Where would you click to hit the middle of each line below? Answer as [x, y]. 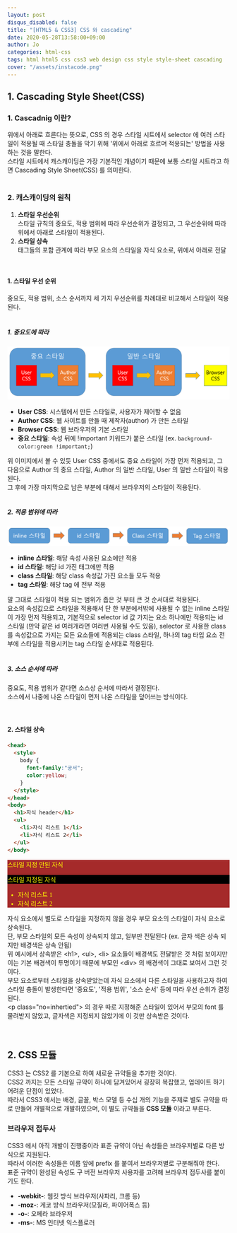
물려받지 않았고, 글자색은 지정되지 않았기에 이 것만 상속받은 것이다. [99, 1015]
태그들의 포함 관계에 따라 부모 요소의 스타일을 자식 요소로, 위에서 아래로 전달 [122, 250]
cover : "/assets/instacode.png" [55, 67]
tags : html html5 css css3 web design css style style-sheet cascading [115, 60]
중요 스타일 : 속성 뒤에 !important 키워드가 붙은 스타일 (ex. [97, 438]
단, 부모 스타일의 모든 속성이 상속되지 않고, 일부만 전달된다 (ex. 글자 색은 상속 [113, 936]
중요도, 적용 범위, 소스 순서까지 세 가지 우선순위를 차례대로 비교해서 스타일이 [112, 298]
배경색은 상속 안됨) [46, 945]
